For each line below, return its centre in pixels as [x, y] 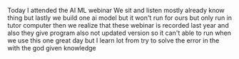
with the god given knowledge [52, 48]
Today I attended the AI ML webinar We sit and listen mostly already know [116, 10]
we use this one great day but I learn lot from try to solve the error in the [113, 41]
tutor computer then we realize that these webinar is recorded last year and [118, 25]
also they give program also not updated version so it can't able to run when [119, 33]
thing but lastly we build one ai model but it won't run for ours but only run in [120, 18]
